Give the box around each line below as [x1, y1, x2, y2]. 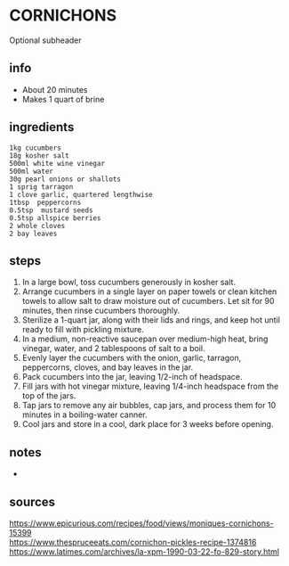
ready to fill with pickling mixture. [21, 324, 145, 335]
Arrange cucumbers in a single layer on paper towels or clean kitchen [21, 286, 277, 297]
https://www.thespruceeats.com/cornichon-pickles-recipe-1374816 [9, 537, 257, 547]
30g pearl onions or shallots [9, 175, 122, 184]
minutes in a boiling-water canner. [21, 409, 149, 420]
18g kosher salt [9, 151, 69, 160]
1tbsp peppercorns [9, 198, 82, 207]
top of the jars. [21, 390, 76, 401]
